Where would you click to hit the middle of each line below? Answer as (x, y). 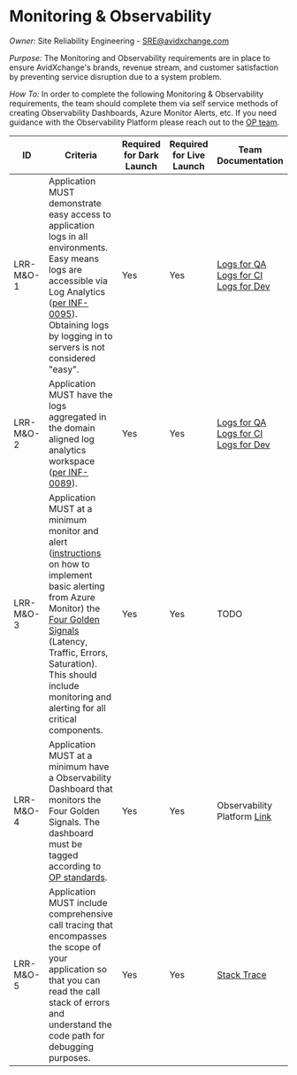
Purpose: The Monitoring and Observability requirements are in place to (140, 58)
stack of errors (79, 1002)
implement (70, 575)
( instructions (75, 553)
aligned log (72, 438)
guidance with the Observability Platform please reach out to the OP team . (145, 122)
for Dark (141, 155)
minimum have (79, 766)
